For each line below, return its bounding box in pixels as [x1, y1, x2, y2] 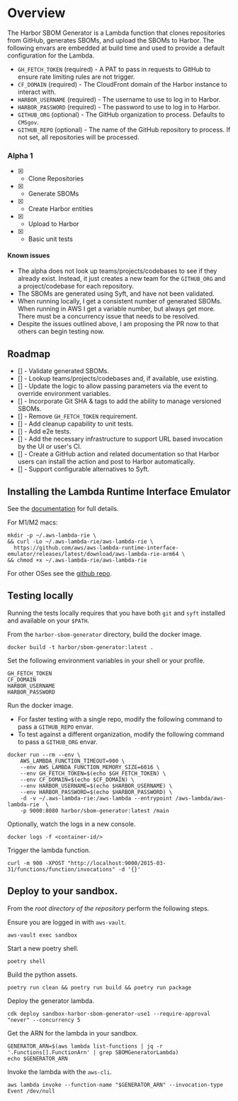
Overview [7, 5, 66, 21]
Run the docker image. [7, 701, 74, 709]
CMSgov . [17, 117, 39, 126]
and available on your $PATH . [7, 616, 90, 625]
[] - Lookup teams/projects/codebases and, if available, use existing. [17, 375, 218, 383]
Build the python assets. [7, 970, 78, 979]
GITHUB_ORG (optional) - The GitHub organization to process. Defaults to [17, 110, 225, 119]
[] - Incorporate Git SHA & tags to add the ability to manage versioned [17, 397, 222, 406]
